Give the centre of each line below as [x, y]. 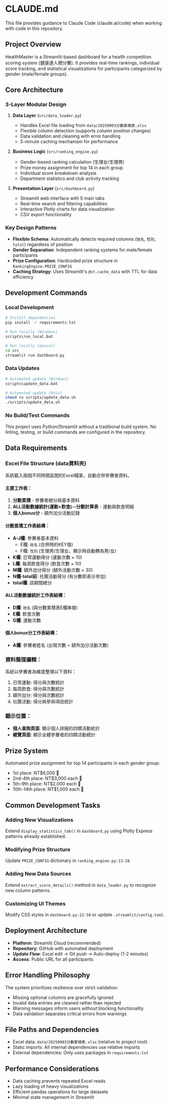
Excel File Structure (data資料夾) [46, 463]
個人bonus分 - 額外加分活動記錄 [46, 513]
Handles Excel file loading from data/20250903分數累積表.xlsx [83, 125]
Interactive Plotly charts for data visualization [67, 209]
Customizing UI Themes [36, 904]
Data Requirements [36, 448]
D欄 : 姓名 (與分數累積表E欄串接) [45, 608]
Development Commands [46, 293]
